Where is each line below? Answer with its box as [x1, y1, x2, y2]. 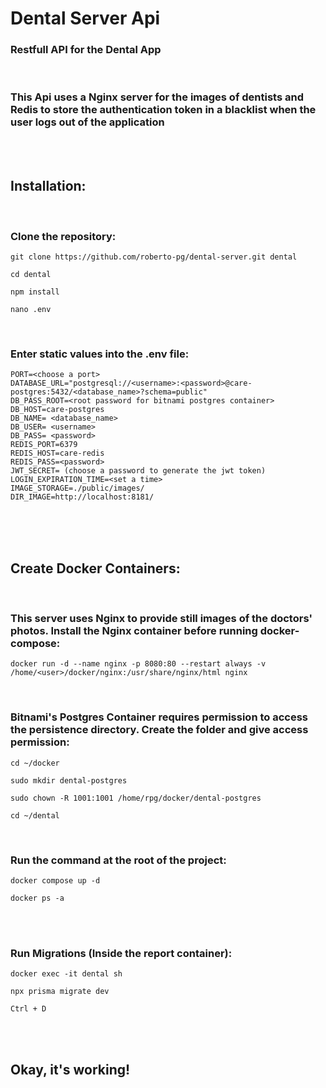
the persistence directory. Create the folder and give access [10, 723, 309, 737]
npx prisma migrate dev [10, 987, 110, 997]
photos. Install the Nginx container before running [10, 623, 258, 637]
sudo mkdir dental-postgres [10, 775, 128, 786]
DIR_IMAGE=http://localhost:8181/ [10, 492, 155, 502]
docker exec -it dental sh [10, 969, 123, 979]
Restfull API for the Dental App [10, 43, 162, 57]
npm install [10, 287, 60, 297]
